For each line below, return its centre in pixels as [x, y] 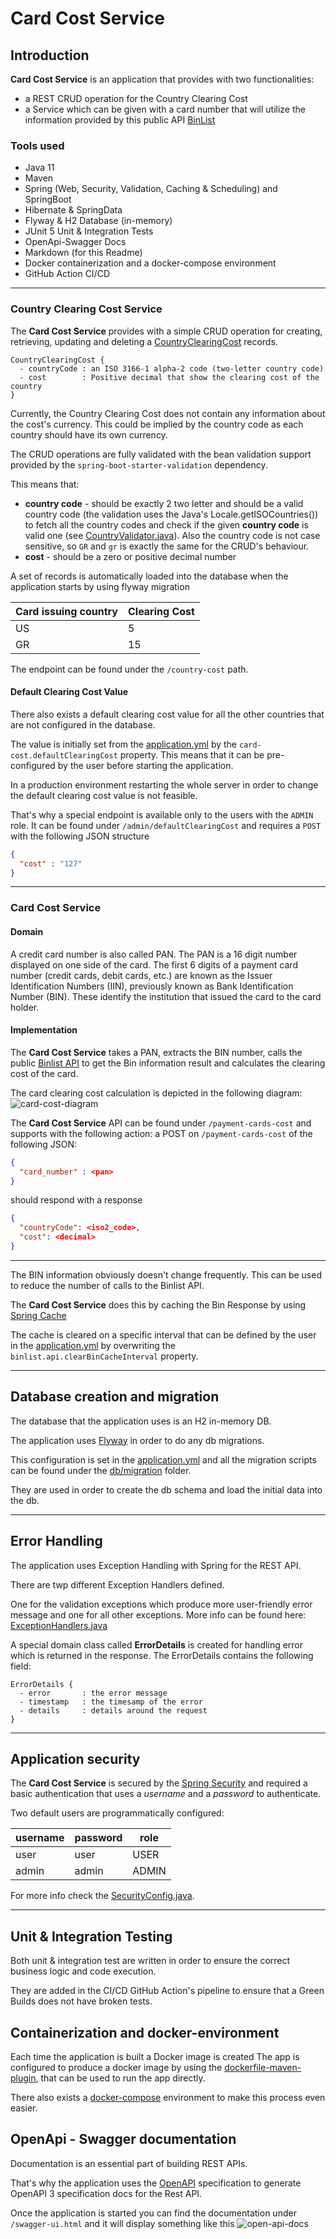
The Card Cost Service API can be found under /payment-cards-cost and [161, 1123]
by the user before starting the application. [145, 765]
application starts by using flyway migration [100, 586]
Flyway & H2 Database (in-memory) [98, 221]
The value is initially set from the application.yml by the [123, 744]
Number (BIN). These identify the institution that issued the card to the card [166, 996]
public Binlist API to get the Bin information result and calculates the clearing [168, 1063]
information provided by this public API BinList [120, 120]
